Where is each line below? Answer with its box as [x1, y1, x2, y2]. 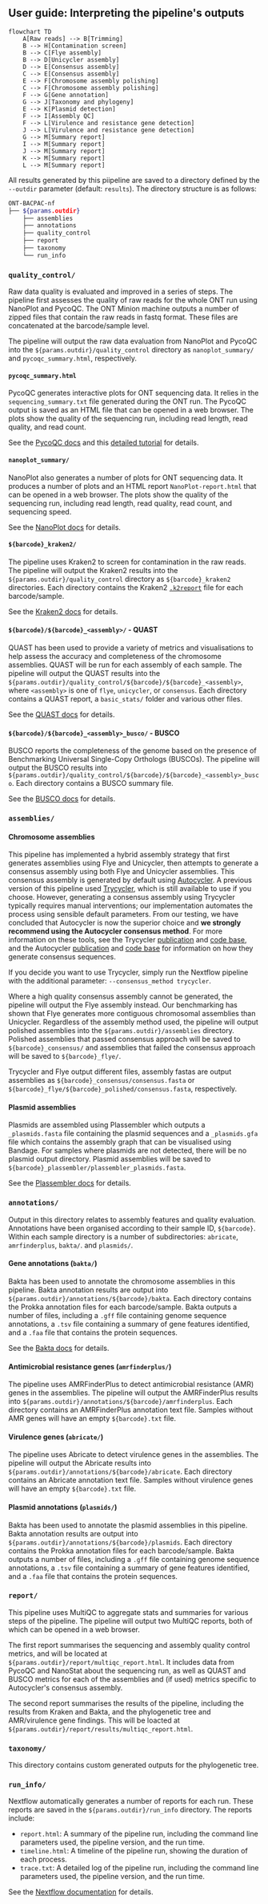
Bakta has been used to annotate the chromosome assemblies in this [8, 1276, 236, 1286]
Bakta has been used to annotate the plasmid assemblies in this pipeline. [8, 1520, 248, 1530]
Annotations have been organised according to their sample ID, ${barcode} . [8, 1223, 256, 1233]
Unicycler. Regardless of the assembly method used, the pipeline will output [8, 1017, 258, 1027]
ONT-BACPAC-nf [8, 199, 56, 207]
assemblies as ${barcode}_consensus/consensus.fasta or [8, 1076, 195, 1085]
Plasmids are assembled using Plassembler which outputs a [8, 1120, 206, 1130]
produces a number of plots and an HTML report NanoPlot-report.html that [8, 481, 257, 490]
